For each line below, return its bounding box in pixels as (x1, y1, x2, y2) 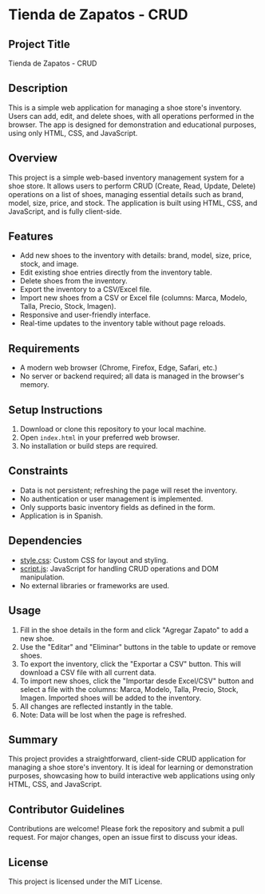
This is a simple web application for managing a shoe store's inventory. (8, 102, 242, 113)
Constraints (8, 465, 69, 478)
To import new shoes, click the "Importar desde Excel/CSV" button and (19, 676, 254, 686)
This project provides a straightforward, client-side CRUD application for (8, 754, 246, 764)
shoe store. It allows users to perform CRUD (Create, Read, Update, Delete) (8, 181, 256, 191)
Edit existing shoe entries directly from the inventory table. (19, 267, 213, 277)
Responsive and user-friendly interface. (19, 310, 151, 320)
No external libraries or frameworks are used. (19, 580, 170, 590)
